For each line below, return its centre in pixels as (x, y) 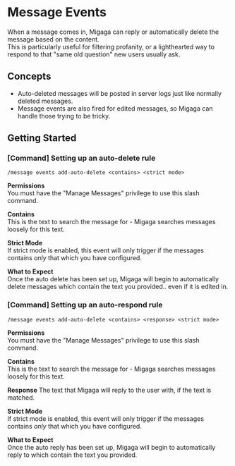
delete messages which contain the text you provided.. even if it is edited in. (118, 287)
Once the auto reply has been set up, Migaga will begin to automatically (112, 447)
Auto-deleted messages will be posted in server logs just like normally (120, 93)
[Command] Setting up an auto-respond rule (85, 305)
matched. (21, 397)
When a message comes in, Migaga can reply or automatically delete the (113, 32)
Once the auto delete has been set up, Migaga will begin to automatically (113, 279)
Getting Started (42, 138)
